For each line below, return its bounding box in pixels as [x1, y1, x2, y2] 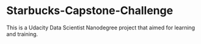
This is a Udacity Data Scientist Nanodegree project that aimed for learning [6, 24, 196, 31]
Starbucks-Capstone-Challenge [6, 4, 174, 18]
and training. [6, 30, 38, 37]
